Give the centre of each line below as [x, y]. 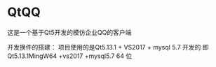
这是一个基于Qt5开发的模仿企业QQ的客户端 [69, 32]
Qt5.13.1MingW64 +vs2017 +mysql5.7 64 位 [70, 56]
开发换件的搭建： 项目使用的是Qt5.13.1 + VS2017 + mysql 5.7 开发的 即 [108, 47]
